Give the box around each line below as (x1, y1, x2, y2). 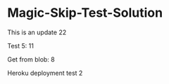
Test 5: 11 (7, 41, 34, 50)
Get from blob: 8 (7, 55, 55, 64)
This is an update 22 (7, 28, 67, 36)
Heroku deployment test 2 (7, 69, 83, 77)
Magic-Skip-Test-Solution (7, 5, 163, 21)
